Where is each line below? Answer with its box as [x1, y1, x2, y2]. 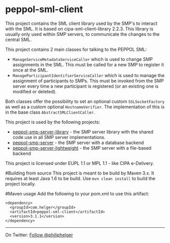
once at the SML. [12, 67, 49, 73]
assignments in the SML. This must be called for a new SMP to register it [12, 61, 164, 67]
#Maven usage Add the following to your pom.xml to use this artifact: [5, 190, 149, 196]
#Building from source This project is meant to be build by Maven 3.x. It [5, 170, 154, 176]
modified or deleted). [12, 88, 57, 94]
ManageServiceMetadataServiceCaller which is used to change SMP [12, 56, 153, 62]
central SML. [5, 37, 32, 43]
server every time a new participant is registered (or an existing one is [12, 83, 159, 89]
